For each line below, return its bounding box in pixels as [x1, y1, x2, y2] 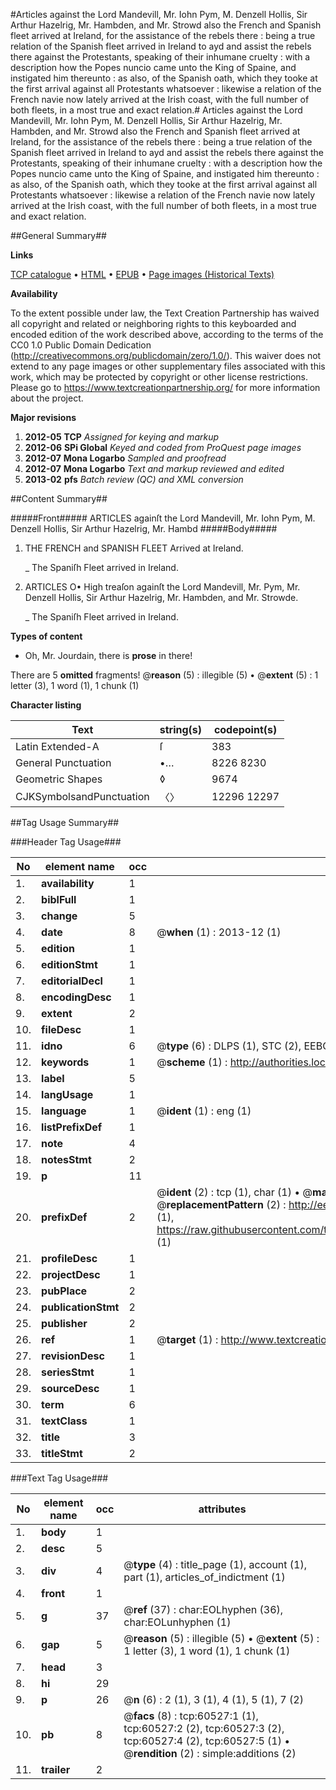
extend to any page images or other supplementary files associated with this [10, 360, 326, 372]
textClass [41, 1414, 88, 1428]
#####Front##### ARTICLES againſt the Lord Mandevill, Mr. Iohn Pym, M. [10, 512, 316, 524]
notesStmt [41, 1153, 92, 1166]
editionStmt [41, 958, 98, 971]
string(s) [159, 723, 203, 736]
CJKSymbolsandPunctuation [15, 790, 150, 803]
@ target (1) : [156, 1333, 219, 1346]
